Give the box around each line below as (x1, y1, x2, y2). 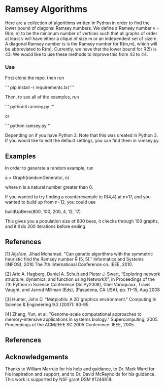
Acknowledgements (5, 352, 68, 361)
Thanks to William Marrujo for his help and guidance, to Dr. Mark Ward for (5, 366, 155, 372)
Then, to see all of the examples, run (5, 94, 80, 100)
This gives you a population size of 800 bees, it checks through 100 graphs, (5, 218, 159, 224)
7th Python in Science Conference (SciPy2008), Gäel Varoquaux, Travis (5, 281, 151, 287)
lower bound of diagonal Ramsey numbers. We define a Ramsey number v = (5, 25, 160, 31)
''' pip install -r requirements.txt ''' (5, 85, 74, 90)
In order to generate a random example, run (5, 165, 94, 171)
